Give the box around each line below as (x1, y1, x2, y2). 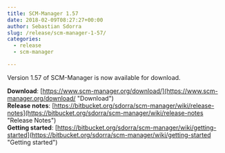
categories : (7, 36, 41, 43)
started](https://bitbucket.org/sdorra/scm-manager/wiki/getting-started (7, 130, 211, 139)
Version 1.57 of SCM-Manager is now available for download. (7, 73, 181, 81)
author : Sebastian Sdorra (7, 23, 81, 30)
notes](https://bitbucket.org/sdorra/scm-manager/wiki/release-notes (7, 108, 204, 117)
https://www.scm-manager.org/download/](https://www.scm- (42, 87, 219, 95)
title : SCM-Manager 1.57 (7, 10, 79, 17)
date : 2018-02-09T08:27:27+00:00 (7, 17, 104, 23)
